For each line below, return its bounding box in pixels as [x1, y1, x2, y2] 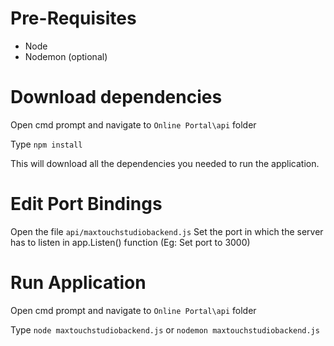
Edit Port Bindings [10, 193, 163, 216]
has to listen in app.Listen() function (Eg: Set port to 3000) [10, 236, 251, 248]
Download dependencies [10, 86, 223, 109]
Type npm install [10, 138, 83, 150]
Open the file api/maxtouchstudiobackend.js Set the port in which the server [10, 225, 324, 237]
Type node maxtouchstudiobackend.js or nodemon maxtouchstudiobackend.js [10, 323, 320, 336]
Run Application [10, 272, 147, 294]
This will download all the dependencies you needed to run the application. [10, 157, 320, 169]
